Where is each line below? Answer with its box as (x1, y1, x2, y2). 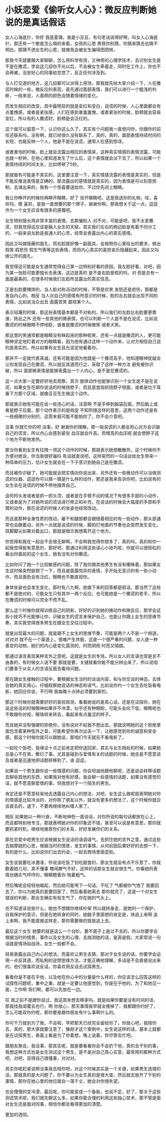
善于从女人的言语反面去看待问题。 (13, 665, 83, 672)
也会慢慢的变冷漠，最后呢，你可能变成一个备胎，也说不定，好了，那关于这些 (5, 1088, 161, 1094)
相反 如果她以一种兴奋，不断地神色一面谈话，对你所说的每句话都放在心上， (5, 813, 158, 819)
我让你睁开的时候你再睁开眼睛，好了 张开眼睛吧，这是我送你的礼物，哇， (5, 194, 154, 201)
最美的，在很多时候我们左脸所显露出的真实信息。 (13, 276, 114, 281)
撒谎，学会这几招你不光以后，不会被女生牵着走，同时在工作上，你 (18, 63, 152, 69)
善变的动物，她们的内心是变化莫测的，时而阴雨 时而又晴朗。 (5, 642, 127, 648)
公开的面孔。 (9, 253, 36, 259)
